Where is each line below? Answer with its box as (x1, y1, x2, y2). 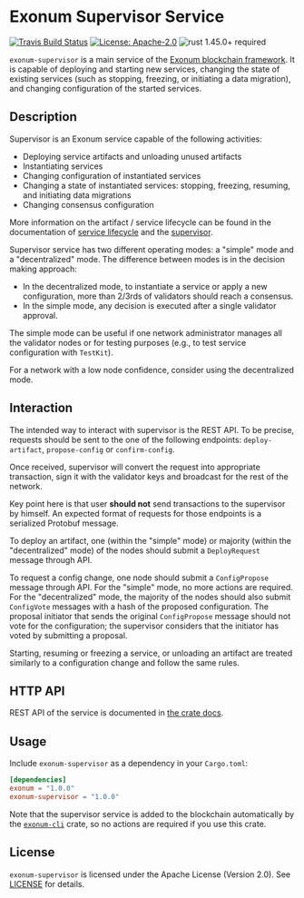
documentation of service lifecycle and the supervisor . (9, 226, 213, 237)
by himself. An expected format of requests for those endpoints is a (9, 508, 261, 518)
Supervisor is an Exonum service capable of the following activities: (9, 133, 263, 144)
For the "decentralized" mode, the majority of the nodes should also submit (9, 591, 291, 602)
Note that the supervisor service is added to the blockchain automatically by (9, 808, 295, 819)
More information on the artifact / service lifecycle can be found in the (9, 216, 272, 228)
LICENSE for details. (9, 878, 85, 889)
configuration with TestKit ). (9, 347, 113, 358)
